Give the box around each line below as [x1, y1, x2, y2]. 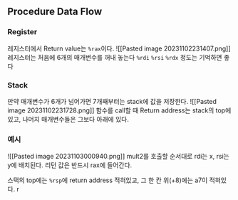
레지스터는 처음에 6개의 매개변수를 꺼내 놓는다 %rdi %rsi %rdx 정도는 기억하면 [7, 53, 222, 61]
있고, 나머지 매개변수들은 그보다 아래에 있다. [7, 115, 130, 123]
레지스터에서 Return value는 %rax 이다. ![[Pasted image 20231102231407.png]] [7, 44, 231, 53]
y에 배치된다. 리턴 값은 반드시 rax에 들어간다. [7, 161, 133, 169]
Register [7, 27, 38, 37]
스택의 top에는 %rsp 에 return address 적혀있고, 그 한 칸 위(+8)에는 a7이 [7, 176, 208, 184]
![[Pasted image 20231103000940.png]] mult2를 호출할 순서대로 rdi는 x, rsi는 [7, 152, 229, 161]
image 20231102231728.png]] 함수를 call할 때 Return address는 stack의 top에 [7, 106, 232, 115]
